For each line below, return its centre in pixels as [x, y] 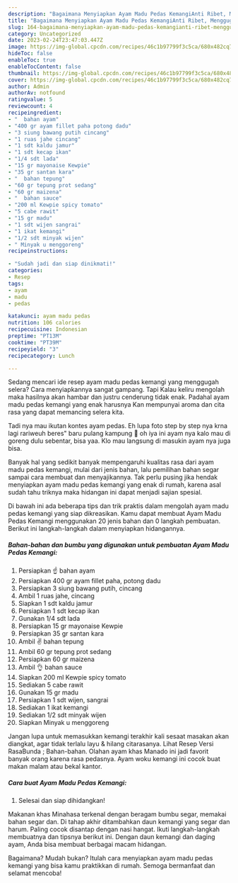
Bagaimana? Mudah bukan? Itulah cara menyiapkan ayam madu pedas [111, 858]
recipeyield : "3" [34, 349]
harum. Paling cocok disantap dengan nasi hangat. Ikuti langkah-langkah [114, 829]
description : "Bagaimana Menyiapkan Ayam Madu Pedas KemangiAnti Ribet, [117, 14]
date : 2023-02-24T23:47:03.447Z [55, 40]
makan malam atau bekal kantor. [55, 767]
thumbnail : [24, 73]
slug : [16, 27]
